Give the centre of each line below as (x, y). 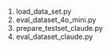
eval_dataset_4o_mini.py (56, 20)
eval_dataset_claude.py (54, 36)
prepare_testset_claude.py (59, 28)
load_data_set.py (44, 11)
